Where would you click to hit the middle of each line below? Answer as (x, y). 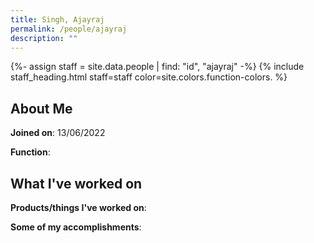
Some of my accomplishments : (76, 227)
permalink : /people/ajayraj (69, 29)
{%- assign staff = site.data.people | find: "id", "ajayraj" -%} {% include (157, 67)
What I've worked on (76, 183)
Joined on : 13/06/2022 (58, 133)
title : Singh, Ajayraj (57, 19)
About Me (41, 108)
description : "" (44, 38)
